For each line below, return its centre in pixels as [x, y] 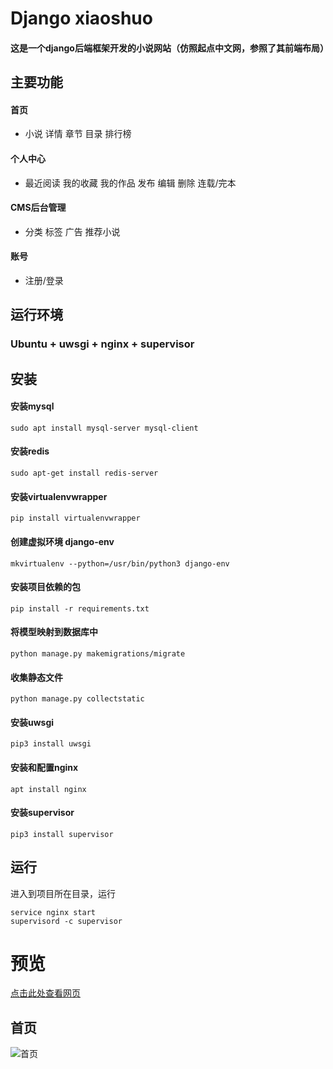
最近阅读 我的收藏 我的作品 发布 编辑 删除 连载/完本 [130, 183]
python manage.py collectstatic [77, 699]
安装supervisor [42, 813]
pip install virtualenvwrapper [75, 518]
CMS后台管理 [38, 208]
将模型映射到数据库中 [54, 632]
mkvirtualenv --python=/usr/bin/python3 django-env [120, 563]
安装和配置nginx [44, 767]
